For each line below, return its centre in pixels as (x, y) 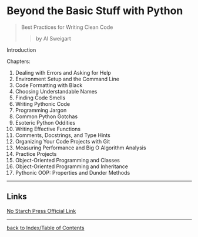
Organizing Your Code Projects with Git (63, 141)
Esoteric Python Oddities (45, 122)
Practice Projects (36, 153)
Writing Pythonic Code (42, 104)
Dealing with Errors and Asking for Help (63, 72)
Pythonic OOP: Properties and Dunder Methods (73, 172)
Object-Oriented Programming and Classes (67, 160)
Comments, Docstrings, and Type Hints (63, 135)
